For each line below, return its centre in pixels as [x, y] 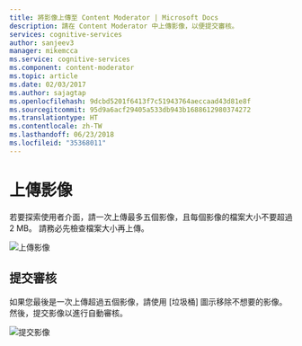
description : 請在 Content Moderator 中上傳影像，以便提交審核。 [124, 26]
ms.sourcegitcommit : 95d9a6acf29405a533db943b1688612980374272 [130, 110]
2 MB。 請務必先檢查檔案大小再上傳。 [80, 228]
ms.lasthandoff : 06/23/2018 [62, 135]
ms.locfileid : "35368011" [58, 143]
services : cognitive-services [66, 34]
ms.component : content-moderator [72, 68]
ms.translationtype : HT [54, 118]
